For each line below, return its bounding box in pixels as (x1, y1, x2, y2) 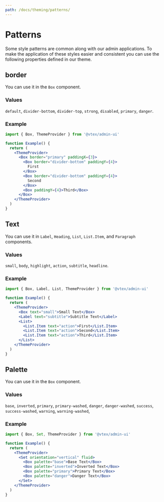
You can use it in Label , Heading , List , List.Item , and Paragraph (5, 233, 136, 239)
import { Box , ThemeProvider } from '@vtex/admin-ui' (5, 131, 120, 137)
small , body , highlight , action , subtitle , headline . (5, 263, 109, 269)
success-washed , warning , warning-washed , (5, 408, 90, 414)
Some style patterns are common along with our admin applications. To (5, 46, 152, 52)
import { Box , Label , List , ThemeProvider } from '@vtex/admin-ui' (5, 286, 149, 291)
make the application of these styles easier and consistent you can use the (5, 51, 159, 57)
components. (5, 239, 32, 245)
